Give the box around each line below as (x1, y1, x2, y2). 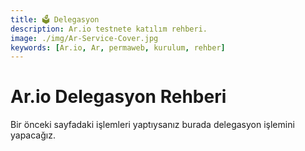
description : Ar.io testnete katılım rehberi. (10, 24, 208, 34)
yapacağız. (10, 129, 56, 141)
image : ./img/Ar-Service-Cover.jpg (10, 33, 159, 43)
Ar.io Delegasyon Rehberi (10, 86, 227, 108)
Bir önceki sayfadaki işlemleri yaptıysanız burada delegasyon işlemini (10, 119, 295, 131)
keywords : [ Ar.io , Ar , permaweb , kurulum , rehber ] (10, 42, 226, 53)
